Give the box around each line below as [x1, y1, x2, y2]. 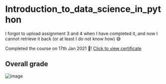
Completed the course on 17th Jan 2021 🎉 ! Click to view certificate [5, 45, 142, 51]
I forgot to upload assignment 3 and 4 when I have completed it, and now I [5, 30, 158, 36]
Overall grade [5, 60, 48, 68]
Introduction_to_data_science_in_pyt [5, 3, 161, 15]
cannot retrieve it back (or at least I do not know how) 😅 [5, 36, 121, 42]
